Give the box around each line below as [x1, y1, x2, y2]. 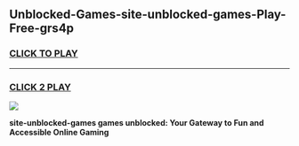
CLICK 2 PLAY [9, 81, 71, 93]
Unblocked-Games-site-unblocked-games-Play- [9, 7, 287, 22]
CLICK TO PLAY [9, 48, 78, 60]
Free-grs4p [9, 21, 74, 36]
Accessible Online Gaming [9, 127, 109, 137]
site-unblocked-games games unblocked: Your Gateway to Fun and [9, 117, 264, 127]
